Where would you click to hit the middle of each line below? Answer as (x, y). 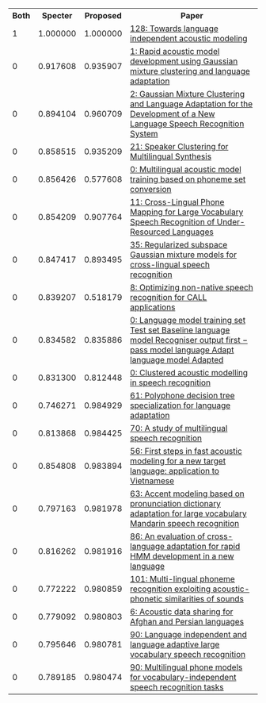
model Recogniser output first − (189, 340)
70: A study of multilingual (179, 428)
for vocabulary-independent (183, 677)
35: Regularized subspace (179, 245)
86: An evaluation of (168, 536)
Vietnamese (152, 481)
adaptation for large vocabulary (188, 513)
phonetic (146, 599)
